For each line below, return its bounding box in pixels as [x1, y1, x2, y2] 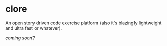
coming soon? [5, 35, 35, 41]
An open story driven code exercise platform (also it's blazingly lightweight [5, 20, 162, 26]
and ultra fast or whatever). [5, 25, 62, 31]
